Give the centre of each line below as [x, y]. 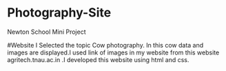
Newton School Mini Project [47, 32]
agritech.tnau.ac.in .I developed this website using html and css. [98, 59]
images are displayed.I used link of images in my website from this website [113, 52]
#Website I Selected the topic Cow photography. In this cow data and [105, 45]
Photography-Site [59, 13]
